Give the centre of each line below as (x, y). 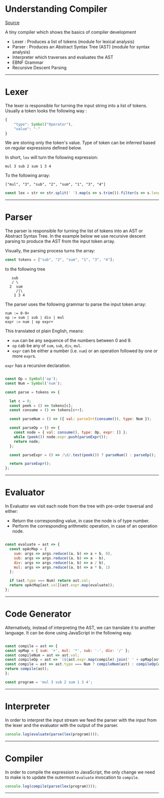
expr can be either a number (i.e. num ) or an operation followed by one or (85, 351)
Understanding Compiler (56, 9)
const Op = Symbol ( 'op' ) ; (31, 379)
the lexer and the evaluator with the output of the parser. (62, 725)
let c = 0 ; (20, 401)
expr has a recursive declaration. (38, 365)
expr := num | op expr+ (29, 322)
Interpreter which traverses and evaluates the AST (63, 57)
